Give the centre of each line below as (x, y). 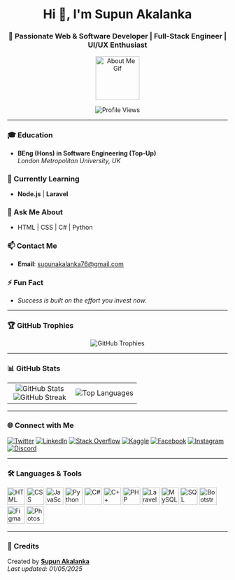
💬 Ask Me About (35, 212)
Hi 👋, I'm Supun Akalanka (117, 14)
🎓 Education (30, 135)
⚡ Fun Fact (26, 282)
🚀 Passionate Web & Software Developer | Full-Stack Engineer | (117, 36)
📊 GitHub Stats (34, 368)
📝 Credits (23, 546)
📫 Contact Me (32, 246)
